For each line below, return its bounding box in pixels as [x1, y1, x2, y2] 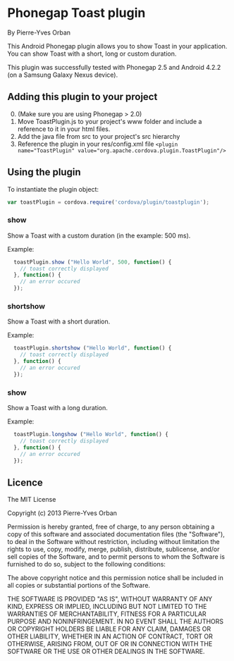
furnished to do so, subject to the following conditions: [7, 560, 166, 569]
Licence [7, 476, 44, 488]
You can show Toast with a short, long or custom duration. [7, 49, 177, 58]
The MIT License [7, 495, 56, 504]
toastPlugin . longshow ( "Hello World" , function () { [13, 431, 169, 438]
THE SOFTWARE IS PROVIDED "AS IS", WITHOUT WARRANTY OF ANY [7, 595, 213, 603]
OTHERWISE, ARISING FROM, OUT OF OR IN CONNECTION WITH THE [7, 640, 213, 648]
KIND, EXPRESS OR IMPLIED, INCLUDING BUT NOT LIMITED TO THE [7, 603, 207, 611]
